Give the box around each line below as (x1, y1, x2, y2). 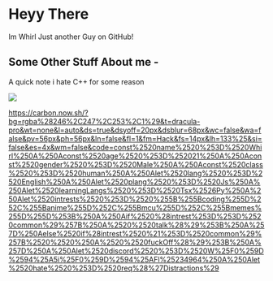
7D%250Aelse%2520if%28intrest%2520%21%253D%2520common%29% (8, 228, 262, 238)
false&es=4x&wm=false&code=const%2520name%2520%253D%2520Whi (8, 142, 262, 152)
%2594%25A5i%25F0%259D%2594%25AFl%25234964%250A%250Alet (8, 254, 261, 264)
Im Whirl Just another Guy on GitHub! (8, 32, 134, 41)
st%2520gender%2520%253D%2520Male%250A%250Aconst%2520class (8, 159, 264, 169)
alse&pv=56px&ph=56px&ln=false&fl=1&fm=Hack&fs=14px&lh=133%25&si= (8, 133, 262, 143)
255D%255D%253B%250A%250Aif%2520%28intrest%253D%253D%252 (8, 211, 262, 221)
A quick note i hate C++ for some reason (8, 76, 145, 86)
